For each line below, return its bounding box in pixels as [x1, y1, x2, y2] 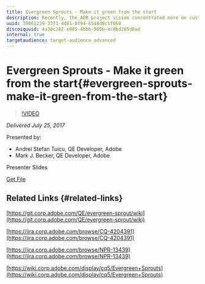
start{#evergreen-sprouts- [52, 77, 193, 90]
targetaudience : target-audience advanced [6, 37, 116, 43]
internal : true [6, 32, 45, 38]
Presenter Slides [6, 163, 48, 171]
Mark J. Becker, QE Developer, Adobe [15, 151, 110, 159]
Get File [6, 175, 26, 183]
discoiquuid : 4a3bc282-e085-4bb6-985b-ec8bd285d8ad [6, 26, 140, 32]
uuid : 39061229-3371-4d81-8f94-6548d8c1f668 [6, 20, 121, 26]
